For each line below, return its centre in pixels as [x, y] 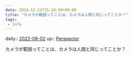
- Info [15, 24]
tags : [11, 19]
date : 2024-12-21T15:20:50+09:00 [41, 10]
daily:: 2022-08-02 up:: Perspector [42, 39]
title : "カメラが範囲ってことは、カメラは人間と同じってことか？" [67, 15]
